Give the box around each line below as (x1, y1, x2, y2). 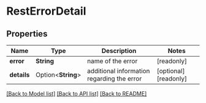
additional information (86, 67, 150, 75)
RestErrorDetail (6, 4, 86, 18)
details (9, 71, 30, 79)
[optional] (156, 67, 185, 75)
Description (101, 47, 137, 55)
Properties (6, 29, 48, 39)
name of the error (86, 57, 138, 65)
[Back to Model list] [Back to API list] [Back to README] (6, 90, 147, 97)
